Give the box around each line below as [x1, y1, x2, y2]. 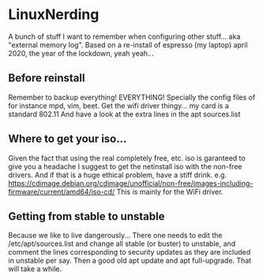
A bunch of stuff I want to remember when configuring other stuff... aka [8, 32, 241, 41]
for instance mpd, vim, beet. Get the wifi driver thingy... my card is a [8, 100, 229, 110]
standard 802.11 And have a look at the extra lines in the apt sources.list [8, 109, 241, 119]
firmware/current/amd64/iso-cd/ [8, 187, 115, 196]
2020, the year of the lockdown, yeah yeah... [8, 48, 154, 58]
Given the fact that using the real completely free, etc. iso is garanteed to [8, 153, 246, 163]
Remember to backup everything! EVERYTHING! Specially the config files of [8, 93, 256, 102]
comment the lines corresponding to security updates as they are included [8, 248, 251, 257]
